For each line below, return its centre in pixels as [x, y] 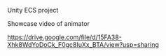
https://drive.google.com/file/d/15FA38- [65, 37]
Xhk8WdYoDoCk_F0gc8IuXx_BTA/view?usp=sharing [83, 44]
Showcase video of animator [48, 23]
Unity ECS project [33, 10]
